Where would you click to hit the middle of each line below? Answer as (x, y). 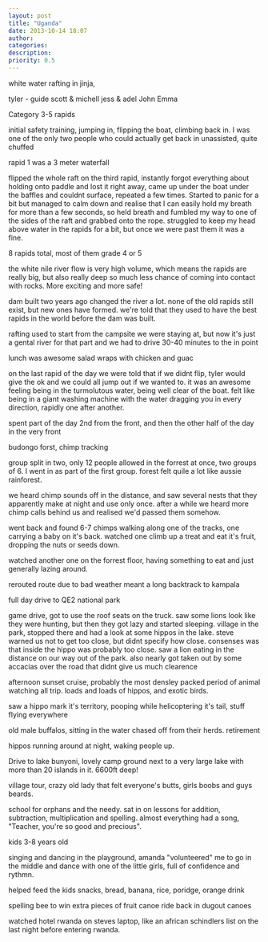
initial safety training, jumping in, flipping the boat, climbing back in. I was (129, 130)
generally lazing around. (48, 568)
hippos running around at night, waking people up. (91, 746)
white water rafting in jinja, (52, 83)
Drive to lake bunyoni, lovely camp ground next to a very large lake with (126, 761)
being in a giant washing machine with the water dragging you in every (125, 398)
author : (21, 38)
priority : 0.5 (32, 61)
